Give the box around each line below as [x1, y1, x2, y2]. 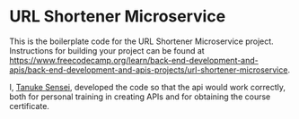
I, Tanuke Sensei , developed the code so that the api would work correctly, [9, 81, 286, 92]
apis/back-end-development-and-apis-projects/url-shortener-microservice [9, 64, 288, 75]
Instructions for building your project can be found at [9, 45, 205, 55]
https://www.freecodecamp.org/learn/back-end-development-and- [9, 55, 259, 65]
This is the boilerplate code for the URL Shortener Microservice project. [9, 36, 274, 47]
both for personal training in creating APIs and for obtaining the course [9, 91, 271, 102]
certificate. [9, 100, 49, 111]
